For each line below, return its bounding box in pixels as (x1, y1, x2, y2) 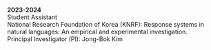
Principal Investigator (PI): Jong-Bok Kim (7, 35, 123, 43)
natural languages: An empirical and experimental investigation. (7, 27, 188, 36)
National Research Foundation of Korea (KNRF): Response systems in (7, 21, 205, 28)
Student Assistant (7, 13, 57, 21)
